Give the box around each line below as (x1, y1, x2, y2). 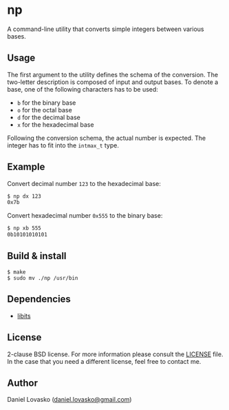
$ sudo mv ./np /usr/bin (7, 274, 78, 281)
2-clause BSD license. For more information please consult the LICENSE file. (7, 350, 223, 358)
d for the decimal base (17, 113, 80, 121)
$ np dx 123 (7, 192, 41, 200)
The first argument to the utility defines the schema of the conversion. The (7, 70, 219, 79)
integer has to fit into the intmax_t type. (7, 141, 119, 150)
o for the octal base (17, 105, 72, 114)
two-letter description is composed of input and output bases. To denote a (7, 78, 219, 86)
